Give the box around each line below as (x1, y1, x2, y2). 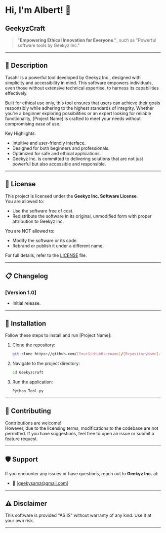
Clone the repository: (12, 342, 56, 348)
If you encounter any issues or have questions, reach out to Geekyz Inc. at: (5, 471, 159, 477)
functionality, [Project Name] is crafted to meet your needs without (5, 116, 141, 122)
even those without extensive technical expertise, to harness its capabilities (5, 85, 159, 91)
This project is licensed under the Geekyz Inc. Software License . (5, 193, 138, 199)
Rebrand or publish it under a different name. (12, 243, 104, 248)
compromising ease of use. (5, 121, 61, 126)
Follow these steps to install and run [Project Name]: (5, 332, 112, 338)
